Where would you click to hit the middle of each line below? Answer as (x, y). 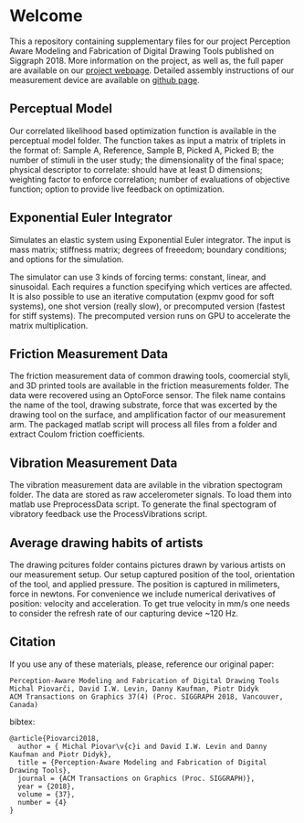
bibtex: (22, 722)
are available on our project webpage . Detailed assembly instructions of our (152, 70)
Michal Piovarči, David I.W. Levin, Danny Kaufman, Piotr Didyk (134, 689)
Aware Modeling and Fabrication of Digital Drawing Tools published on (142, 50)
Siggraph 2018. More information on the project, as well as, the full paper (147, 60)
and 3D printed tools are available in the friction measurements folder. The (149, 385)
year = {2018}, (47, 786)
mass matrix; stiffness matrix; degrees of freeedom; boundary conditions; (148, 249)
